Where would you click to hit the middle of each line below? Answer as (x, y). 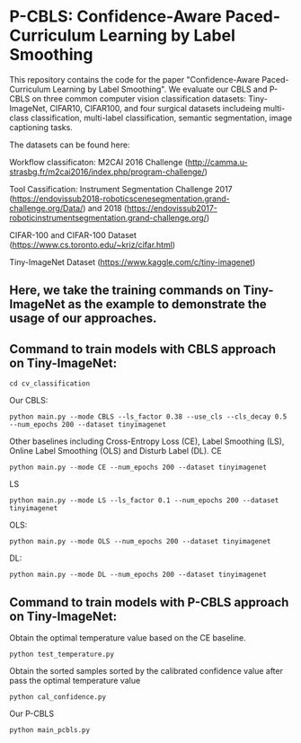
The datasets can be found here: (70, 145)
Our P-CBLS (32, 713)
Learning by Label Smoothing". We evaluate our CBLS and (160, 89)
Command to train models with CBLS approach (143, 349)
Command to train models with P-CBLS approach (149, 602)
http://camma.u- (218, 162)
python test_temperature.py (62, 654)
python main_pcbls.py (50, 730)
